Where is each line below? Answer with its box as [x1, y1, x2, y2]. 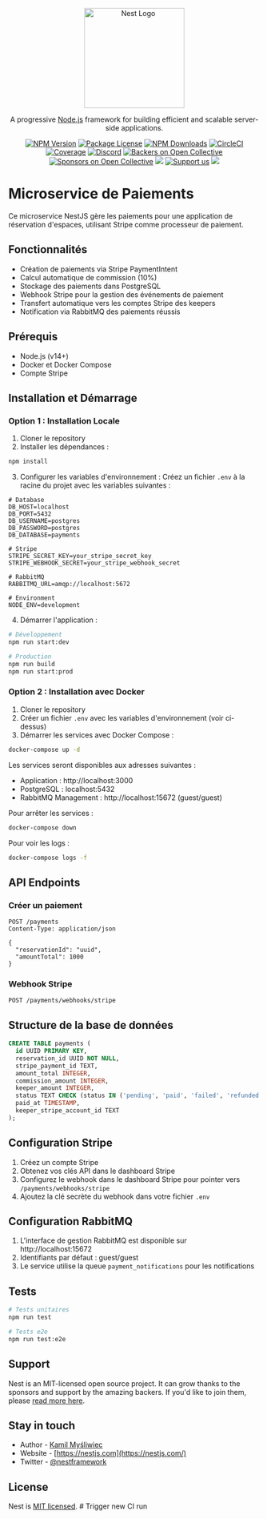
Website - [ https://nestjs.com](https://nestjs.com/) [19, 1449, 186, 1458]
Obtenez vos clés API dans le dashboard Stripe [19, 1166, 176, 1175]
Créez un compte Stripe [19, 1157, 99, 1167]
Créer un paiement [8, 899, 82, 910]
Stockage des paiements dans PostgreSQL [19, 281, 161, 291]
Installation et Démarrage [8, 391, 137, 404]
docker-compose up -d [8, 745, 81, 753]
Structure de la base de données [8, 1018, 173, 1032]
